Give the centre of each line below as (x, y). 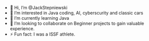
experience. (22, 29)
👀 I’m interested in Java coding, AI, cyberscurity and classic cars (76, 13)
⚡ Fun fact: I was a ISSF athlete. (42, 34)
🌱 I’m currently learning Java (39, 18)
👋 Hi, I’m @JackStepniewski (38, 8)
